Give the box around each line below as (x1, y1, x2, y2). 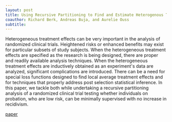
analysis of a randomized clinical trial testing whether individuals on (5, 90, 148, 96)
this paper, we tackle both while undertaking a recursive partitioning (5, 85, 149, 91)
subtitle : (5, 22, 27, 27)
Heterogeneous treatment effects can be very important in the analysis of (5, 36, 160, 42)
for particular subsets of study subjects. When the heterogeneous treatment (5, 47, 166, 53)
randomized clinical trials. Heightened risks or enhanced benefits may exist (5, 42, 164, 48)
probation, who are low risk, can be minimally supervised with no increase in (5, 96, 167, 102)
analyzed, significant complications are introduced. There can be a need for (5, 69, 165, 75)
